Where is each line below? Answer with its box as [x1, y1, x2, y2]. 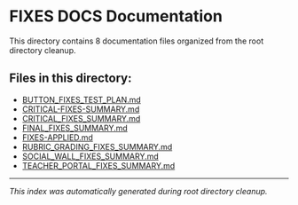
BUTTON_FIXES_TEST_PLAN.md [21, 94, 142, 105]
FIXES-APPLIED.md [21, 131, 93, 143]
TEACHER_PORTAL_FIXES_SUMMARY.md [21, 160, 176, 170]
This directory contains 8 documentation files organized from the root [9, 35, 264, 46]
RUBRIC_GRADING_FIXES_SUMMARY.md [21, 141, 173, 152]
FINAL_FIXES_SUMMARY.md [21, 122, 129, 133]
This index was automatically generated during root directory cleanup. [9, 185, 268, 196]
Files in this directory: [9, 71, 132, 86]
